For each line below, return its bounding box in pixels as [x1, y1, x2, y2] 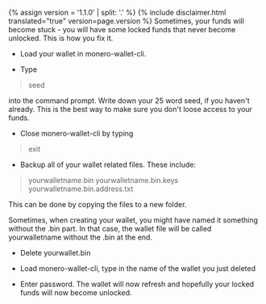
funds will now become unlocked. [19, 288, 132, 298]
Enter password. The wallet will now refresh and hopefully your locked [19, 279, 255, 289]
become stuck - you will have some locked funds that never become [8, 25, 236, 34]
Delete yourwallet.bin [19, 248, 91, 257]
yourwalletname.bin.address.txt [27, 184, 134, 194]
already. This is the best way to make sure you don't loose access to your [8, 105, 252, 114]
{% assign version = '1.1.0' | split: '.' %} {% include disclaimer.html [8, 8, 227, 17]
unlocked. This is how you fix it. [8, 33, 114, 43]
